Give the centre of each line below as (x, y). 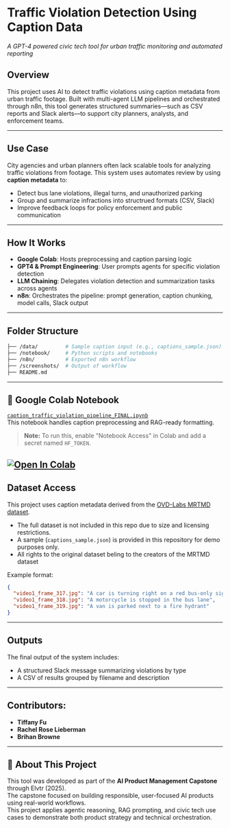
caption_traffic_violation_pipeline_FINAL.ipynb (78, 416)
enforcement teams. (36, 121)
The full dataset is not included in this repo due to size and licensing (113, 525)
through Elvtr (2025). (37, 788)
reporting (20, 53)
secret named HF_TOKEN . (57, 443)
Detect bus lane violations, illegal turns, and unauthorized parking (110, 193)
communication (39, 215)
